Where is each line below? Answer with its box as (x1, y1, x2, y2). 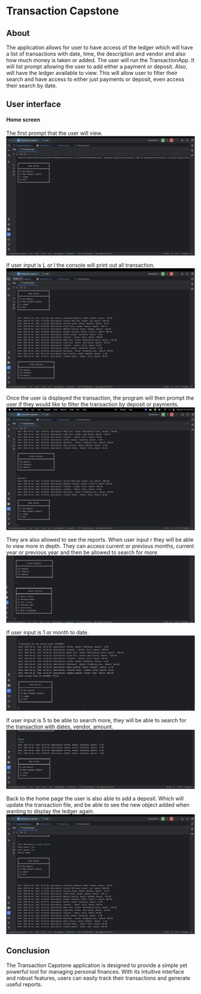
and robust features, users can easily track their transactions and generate (6, 974, 190, 981)
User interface (6, 99, 61, 110)
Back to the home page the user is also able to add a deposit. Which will (6, 795, 184, 803)
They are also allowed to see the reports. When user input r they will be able (6, 536, 194, 543)
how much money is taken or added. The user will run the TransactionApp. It (6, 57, 195, 63)
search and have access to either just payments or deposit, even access (6, 76, 184, 83)
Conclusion (6, 946, 50, 956)
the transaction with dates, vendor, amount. (6, 723, 114, 731)
